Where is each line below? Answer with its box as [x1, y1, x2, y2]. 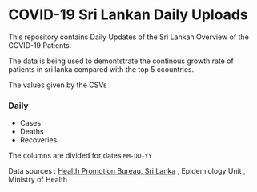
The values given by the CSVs [8, 80, 107, 90]
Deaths [19, 126, 44, 137]
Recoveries [19, 135, 58, 145]
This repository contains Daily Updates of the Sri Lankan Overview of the [8, 32, 250, 42]
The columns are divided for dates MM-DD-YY [8, 150, 152, 161]
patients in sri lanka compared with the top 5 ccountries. [8, 64, 195, 74]
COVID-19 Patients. [8, 40, 72, 50]
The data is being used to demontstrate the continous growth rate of [8, 56, 234, 66]
